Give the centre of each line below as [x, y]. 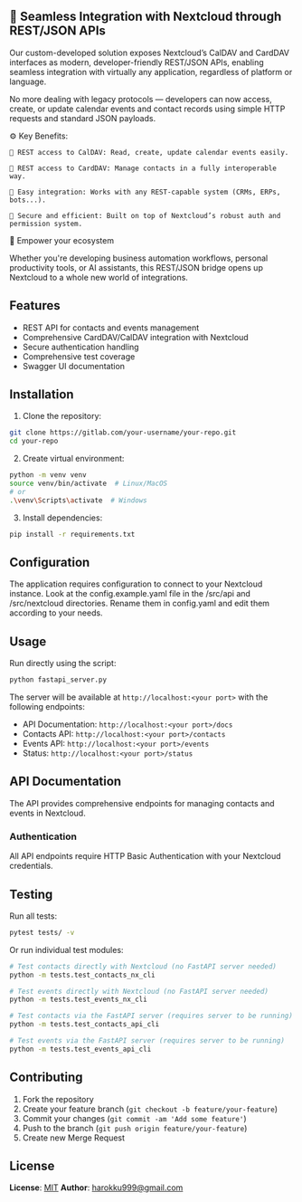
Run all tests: [33, 916]
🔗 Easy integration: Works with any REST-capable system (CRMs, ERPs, [145, 192]
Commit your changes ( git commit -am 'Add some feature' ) [134, 1118]
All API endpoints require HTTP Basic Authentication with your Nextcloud [146, 856]
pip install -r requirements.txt [72, 534]
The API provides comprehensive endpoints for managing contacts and [142, 803]
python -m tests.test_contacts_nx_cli [82, 975]
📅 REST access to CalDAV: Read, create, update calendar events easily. [149, 152]
